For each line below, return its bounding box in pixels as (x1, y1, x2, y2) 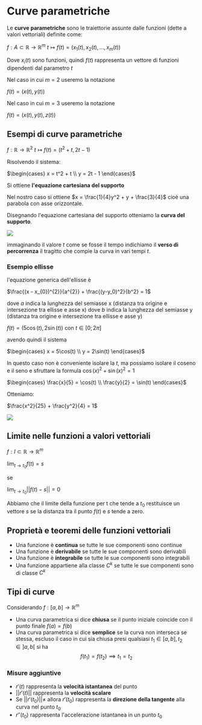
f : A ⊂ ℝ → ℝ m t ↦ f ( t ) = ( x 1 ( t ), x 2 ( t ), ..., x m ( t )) (7, 42, 121, 52)
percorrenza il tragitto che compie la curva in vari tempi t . (7, 247, 151, 255)
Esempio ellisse (7, 262, 54, 271)
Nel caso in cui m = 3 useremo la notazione (7, 100, 115, 107)
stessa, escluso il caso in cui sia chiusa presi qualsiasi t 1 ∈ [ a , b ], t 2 (15, 635, 183, 644)
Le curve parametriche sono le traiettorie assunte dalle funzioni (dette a (7, 24, 187, 31)
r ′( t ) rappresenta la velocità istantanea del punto (15, 683, 137, 690)
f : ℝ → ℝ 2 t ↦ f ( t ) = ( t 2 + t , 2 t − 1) (7, 145, 90, 153)
